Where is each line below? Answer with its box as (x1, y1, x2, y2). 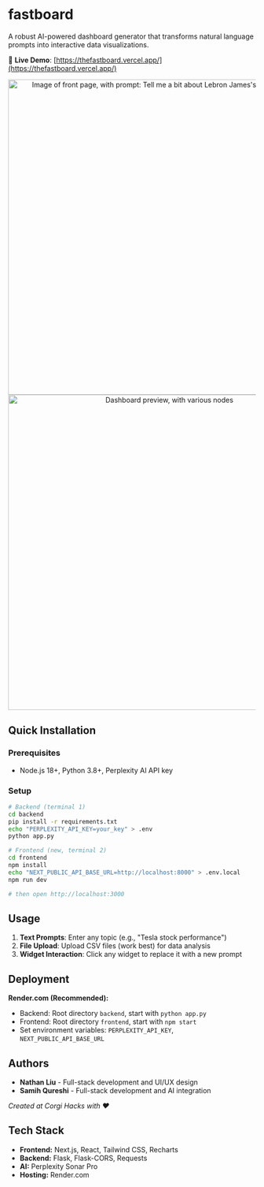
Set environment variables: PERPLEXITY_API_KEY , (19, 1025, 174, 1035)
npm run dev (8, 876, 47, 884)
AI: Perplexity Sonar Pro (19, 1161, 98, 1171)
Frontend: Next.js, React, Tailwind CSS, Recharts (19, 1144, 178, 1154)
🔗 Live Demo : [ (8, 55, 57, 65)
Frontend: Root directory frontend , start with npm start (19, 1017, 197, 1026)
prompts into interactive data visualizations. (8, 39, 149, 49)
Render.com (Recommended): (8, 993, 108, 1003)
